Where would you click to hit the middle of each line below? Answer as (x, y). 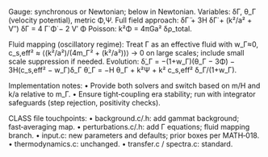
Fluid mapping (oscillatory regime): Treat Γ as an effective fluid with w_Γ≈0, (133, 44)
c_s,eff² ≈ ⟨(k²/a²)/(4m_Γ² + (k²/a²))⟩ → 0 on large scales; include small (126, 53)
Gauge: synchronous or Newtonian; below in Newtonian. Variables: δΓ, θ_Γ (132, 12)
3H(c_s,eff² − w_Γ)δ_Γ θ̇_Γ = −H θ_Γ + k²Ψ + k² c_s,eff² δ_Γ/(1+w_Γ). (123, 70)
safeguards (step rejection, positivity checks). (85, 103)
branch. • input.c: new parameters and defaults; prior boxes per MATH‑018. (134, 135)
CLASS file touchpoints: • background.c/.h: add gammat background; (124, 118)
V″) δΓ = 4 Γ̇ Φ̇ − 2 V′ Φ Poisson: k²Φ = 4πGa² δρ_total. (100, 29)
